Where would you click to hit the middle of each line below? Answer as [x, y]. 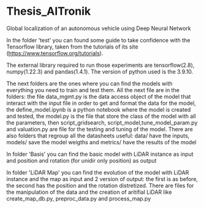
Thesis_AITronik [49, 11]
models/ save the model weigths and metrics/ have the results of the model [101, 142]
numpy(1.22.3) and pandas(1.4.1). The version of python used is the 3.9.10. [100, 71]
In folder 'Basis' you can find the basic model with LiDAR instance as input [100, 154]
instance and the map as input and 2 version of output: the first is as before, [102, 179]
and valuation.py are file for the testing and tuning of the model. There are [100, 129]
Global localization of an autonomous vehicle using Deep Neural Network [99, 28]
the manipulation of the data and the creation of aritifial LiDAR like [89, 192]
